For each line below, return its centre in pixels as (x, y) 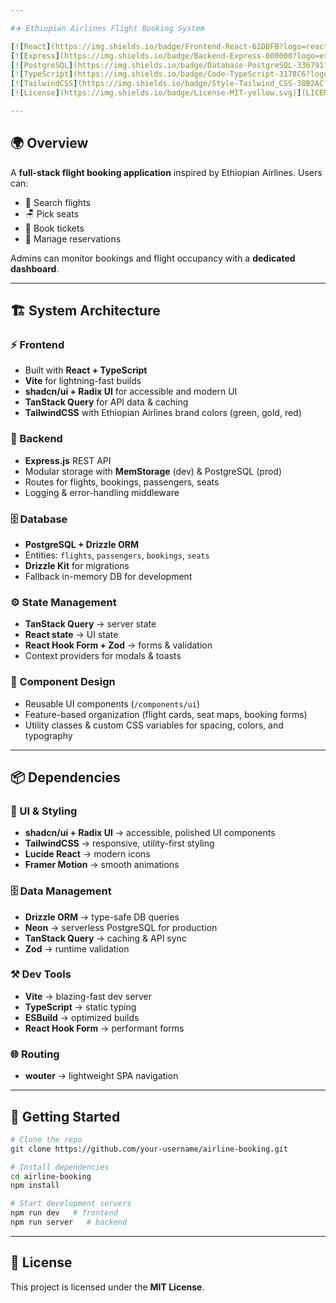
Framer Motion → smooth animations (102, 865)
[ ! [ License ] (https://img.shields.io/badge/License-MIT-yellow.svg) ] (156, 93)
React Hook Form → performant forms (104, 1028)
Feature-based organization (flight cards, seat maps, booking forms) (166, 714)
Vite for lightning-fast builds (83, 381)
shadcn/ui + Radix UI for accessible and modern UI (131, 392)
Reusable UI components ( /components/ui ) (112, 703)
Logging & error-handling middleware (102, 492)
